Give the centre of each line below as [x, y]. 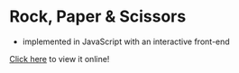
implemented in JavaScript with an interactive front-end [126, 41]
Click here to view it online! [60, 59]
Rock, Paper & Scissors [98, 17]
